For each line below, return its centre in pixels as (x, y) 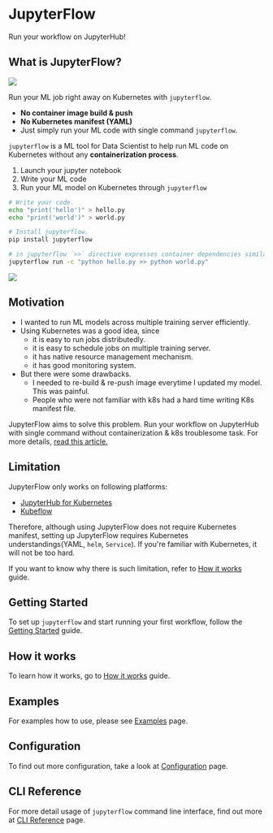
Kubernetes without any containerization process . (93, 154)
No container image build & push (76, 113)
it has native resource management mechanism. (113, 356)
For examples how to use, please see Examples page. (98, 721)
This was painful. (61, 391)
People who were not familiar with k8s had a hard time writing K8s (143, 400)
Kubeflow (36, 511)
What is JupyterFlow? (65, 62)
